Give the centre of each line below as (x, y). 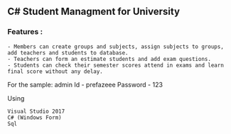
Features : (25, 32)
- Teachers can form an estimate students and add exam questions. (109, 59)
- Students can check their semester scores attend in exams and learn (116, 65)
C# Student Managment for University (93, 12)
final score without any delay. (55, 71)
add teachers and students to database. (68, 52)
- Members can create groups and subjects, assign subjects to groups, (116, 46)
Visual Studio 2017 (36, 111)
